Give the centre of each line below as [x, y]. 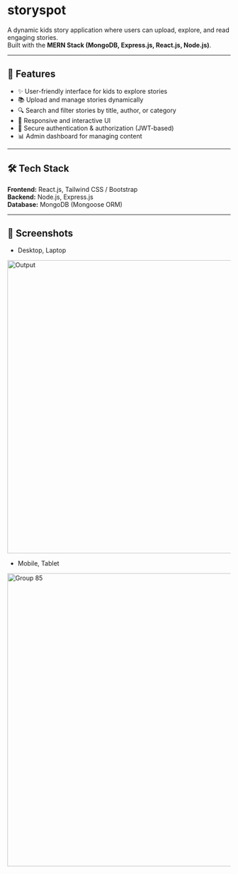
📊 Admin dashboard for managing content [80, 136]
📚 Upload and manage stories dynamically [80, 99]
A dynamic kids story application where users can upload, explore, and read [118, 30]
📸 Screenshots [40, 233]
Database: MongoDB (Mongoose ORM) [65, 204]
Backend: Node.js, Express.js [50, 197]
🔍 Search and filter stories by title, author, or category [97, 110]
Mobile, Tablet [38, 563]
